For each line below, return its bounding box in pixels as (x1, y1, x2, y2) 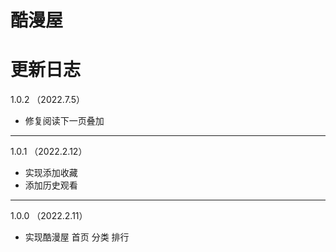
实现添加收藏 (24, 167, 78, 179)
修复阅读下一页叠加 (24, 115, 105, 127)
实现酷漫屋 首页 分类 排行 (24, 231, 130, 243)
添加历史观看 (24, 179, 78, 191)
